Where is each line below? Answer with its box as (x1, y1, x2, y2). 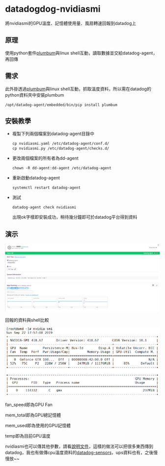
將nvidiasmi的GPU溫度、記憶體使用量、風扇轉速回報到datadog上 (5, 20, 137, 26)
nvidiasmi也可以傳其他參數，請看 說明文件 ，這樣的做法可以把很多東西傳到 (5, 443, 154, 449)
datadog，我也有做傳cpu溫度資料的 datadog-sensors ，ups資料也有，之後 (5, 450, 154, 456)
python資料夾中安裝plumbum (5, 92, 64, 98)
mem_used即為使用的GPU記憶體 (5, 423, 71, 429)
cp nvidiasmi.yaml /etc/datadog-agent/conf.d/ (12, 141, 110, 146)
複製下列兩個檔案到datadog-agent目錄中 (12, 131, 95, 137)
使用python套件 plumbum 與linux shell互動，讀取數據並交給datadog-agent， (5, 50, 158, 56)
